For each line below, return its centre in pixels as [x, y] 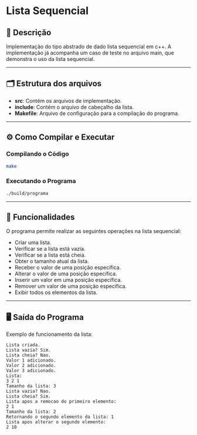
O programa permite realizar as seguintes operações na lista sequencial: [94, 231]
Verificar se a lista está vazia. [50, 249]
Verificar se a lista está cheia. [50, 255]
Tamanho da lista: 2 [31, 412]
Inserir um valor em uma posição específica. [68, 280]
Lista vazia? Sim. [28, 350]
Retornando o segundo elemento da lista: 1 [60, 417]
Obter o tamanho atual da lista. [52, 261]
